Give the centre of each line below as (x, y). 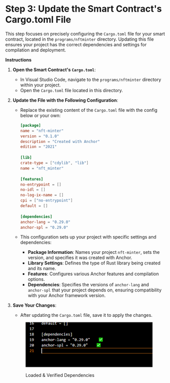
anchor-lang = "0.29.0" (45, 222)
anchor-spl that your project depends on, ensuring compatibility (95, 290)
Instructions (19, 60)
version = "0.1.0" (40, 136)
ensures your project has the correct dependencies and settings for (76, 44)
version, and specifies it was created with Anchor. (80, 258)
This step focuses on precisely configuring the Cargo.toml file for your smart (85, 34)
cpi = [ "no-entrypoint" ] (46, 201)
